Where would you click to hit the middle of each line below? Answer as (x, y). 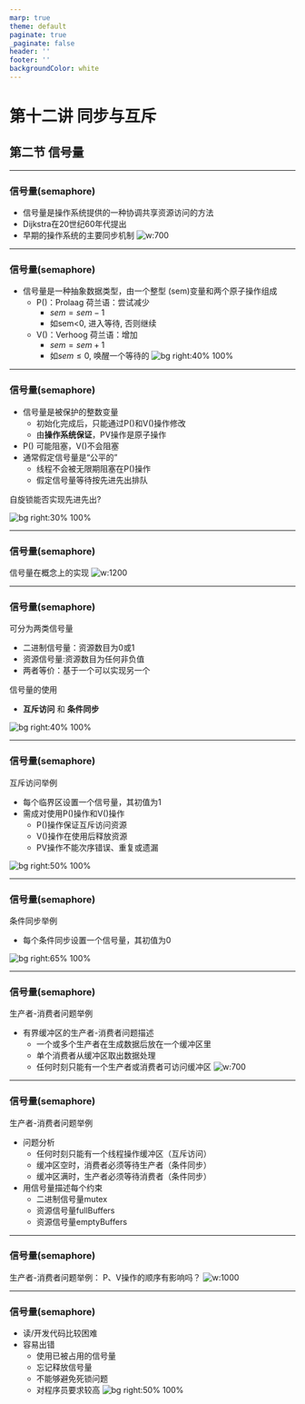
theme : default (38, 26)
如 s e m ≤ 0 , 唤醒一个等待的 (99, 356)
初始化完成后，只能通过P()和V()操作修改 (111, 423)
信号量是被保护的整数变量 (70, 412)
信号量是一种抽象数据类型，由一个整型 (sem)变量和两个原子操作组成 (150, 291)
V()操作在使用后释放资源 (82, 836)
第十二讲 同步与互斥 (83, 117)
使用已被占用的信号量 (76, 1356)
